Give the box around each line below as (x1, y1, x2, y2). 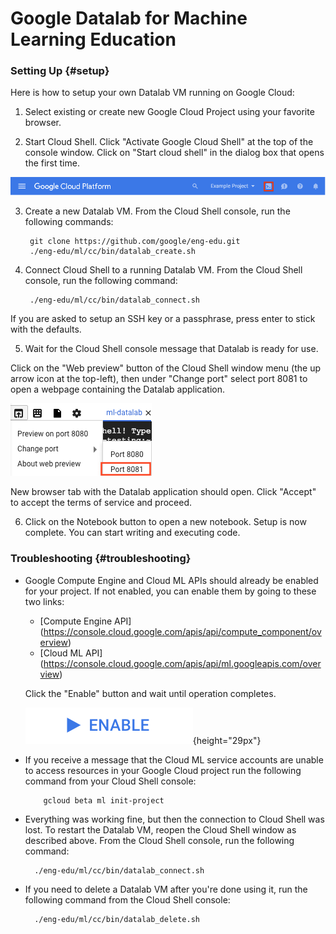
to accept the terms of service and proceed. (10, 497, 193, 509)
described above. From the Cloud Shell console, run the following (24, 834, 295, 846)
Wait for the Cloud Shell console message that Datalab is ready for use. (24, 343, 319, 355)
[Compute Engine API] (39, 615, 132, 627)
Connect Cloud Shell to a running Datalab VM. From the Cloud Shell (24, 264, 303, 276)
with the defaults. (10, 323, 82, 336)
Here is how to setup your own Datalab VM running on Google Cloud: (10, 87, 295, 99)
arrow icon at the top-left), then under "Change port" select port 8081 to (10, 373, 308, 385)
